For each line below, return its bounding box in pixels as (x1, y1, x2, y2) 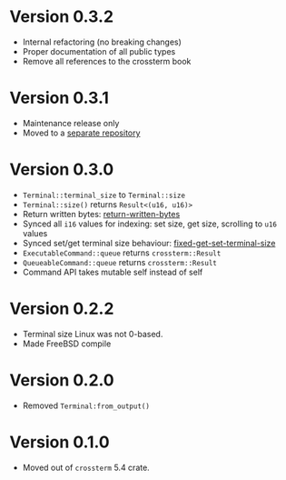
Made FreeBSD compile (22, 338, 112, 349)
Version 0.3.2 (9, 6, 114, 27)
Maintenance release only (22, 117, 120, 128)
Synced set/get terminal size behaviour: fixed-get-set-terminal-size (22, 237, 276, 248)
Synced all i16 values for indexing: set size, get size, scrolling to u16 (22, 218, 277, 229)
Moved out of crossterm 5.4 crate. (22, 462, 150, 473)
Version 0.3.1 (9, 88, 109, 108)
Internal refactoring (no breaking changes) (22, 36, 182, 47)
